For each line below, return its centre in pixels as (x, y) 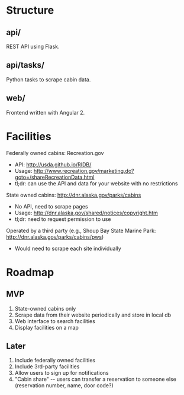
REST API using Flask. (33, 46)
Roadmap (30, 272)
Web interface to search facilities (55, 321)
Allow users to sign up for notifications (62, 373)
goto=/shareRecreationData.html (54, 177)
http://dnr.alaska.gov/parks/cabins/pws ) (55, 237)
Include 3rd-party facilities (47, 366)
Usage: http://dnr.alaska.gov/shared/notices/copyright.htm (86, 213)
